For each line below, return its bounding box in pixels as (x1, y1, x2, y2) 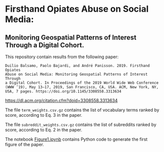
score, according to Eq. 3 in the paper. (5, 112, 82, 118)
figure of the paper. (5, 142, 44, 147)
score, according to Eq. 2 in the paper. (5, 127, 82, 132)
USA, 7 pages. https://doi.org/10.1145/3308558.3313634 (5, 89, 121, 94)
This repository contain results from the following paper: (5, 54, 119, 60)
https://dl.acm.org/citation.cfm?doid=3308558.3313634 (5, 98, 118, 103)
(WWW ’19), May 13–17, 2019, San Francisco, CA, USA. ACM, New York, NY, (5, 85, 159, 89)
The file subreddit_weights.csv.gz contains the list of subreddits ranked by (5, 122, 157, 128)
